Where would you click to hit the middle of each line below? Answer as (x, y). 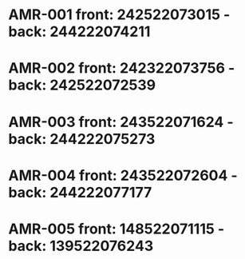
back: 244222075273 (82, 139)
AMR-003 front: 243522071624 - (121, 122)
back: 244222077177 (80, 192)
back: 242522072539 (82, 85)
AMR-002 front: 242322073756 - (122, 68)
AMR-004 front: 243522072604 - (123, 175)
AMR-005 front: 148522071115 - (117, 229)
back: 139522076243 (81, 246)
